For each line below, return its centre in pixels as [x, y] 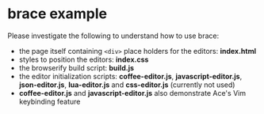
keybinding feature [50, 101]
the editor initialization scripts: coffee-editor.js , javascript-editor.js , [130, 76]
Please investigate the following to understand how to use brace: [113, 36]
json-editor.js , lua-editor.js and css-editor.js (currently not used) [127, 85]
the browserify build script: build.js [77, 67]
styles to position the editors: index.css [84, 59]
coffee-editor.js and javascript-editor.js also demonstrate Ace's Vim [132, 93]
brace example [57, 14]
